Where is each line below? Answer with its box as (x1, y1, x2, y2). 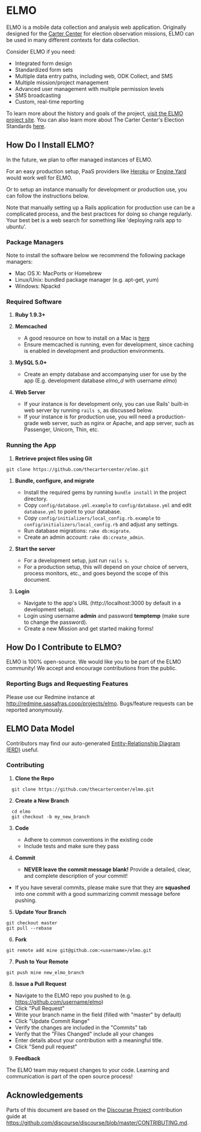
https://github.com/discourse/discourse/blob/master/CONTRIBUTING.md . (6, 1119, 189, 1126)
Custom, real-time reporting (14, 98, 84, 105)
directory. (23, 495, 48, 502)
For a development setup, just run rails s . (23, 556, 129, 564)
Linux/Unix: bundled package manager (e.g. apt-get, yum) (14, 276, 159, 284)
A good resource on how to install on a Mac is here (23, 335, 150, 342)
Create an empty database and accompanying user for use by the (23, 371, 187, 378)
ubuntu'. (6, 223, 27, 230)
